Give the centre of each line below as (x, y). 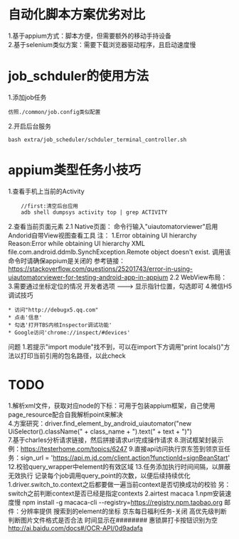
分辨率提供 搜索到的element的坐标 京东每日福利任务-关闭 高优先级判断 (123, 511)
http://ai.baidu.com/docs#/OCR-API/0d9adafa (75, 528)
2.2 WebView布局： (198, 277)
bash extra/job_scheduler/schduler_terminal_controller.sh (97, 140)
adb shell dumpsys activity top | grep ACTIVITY (94, 212)
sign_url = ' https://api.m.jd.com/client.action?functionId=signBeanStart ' (125, 458)
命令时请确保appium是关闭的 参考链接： (67, 260)
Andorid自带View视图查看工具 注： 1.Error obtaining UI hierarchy (103, 235)
